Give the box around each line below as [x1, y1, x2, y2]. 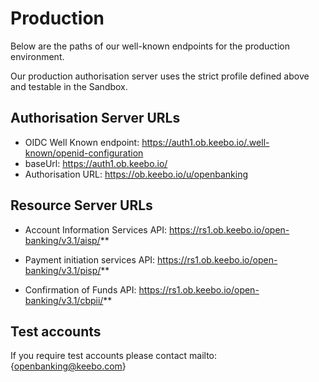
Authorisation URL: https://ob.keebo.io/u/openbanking [24, 168, 249, 180]
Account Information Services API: [24, 223, 168, 236]
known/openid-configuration [24, 147, 144, 159]
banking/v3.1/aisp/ [24, 234, 101, 246]
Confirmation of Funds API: [24, 283, 137, 296]
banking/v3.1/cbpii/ [24, 294, 104, 306]
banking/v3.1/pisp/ [24, 264, 102, 276]
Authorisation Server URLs [10, 110, 181, 127]
